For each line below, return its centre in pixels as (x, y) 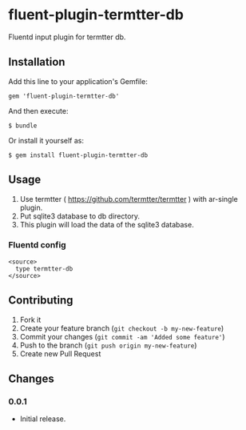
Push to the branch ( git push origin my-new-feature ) (108, 345)
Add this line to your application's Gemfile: (78, 81)
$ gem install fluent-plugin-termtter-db (78, 155)
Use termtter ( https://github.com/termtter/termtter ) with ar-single (129, 199)
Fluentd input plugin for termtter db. (67, 37)
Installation (37, 62)
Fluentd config (37, 245)
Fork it (30, 319)
